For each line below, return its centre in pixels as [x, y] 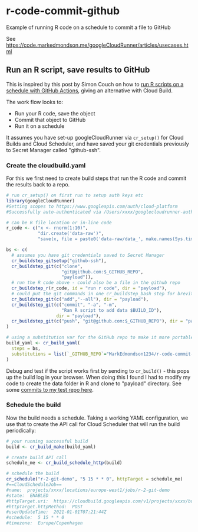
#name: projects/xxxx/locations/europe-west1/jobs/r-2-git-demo [88, 490]
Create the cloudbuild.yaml [46, 165]
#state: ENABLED [27, 495]
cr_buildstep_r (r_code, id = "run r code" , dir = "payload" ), [89, 288]
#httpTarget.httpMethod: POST [44, 507]
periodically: [21, 430]
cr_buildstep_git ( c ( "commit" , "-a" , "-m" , [64, 305]
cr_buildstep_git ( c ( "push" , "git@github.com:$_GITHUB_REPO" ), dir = [97, 321]
